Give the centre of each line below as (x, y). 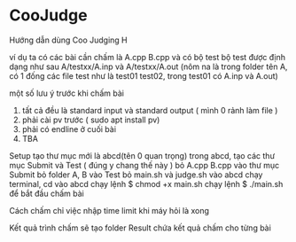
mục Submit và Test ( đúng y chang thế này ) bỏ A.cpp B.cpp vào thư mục (144, 165)
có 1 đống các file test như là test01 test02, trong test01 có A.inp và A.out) (144, 75)
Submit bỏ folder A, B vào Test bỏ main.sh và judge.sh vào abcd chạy (136, 175)
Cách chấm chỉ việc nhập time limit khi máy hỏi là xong (109, 210)
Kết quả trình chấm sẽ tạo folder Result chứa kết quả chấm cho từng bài (140, 228)
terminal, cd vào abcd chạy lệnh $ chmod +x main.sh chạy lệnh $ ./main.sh (146, 183)
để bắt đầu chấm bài (47, 193)
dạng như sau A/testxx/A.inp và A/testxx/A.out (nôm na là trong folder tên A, (148, 66)
